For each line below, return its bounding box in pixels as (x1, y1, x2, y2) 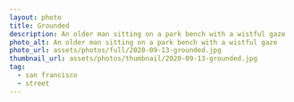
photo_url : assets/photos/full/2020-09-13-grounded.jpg (9, 46, 222, 55)
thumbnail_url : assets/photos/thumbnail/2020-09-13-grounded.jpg (9, 54, 257, 63)
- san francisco (17, 71, 78, 80)
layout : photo (9, 12, 63, 22)
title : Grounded (9, 21, 70, 30)
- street (17, 79, 50, 88)
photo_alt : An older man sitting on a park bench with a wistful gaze (9, 37, 278, 47)
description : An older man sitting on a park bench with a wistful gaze (9, 29, 286, 38)
